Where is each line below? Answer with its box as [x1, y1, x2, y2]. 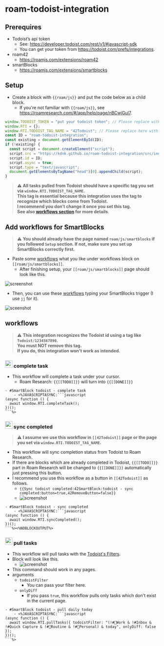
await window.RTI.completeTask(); [9, 401, 80, 406]
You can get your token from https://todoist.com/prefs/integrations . [19, 46, 155, 52]
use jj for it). [12, 296, 39, 301]
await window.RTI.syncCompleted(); [9, 517, 82, 522]
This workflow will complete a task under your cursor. [12, 373, 121, 380]
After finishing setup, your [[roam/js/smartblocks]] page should [19, 266, 150, 272]
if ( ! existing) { [5, 142, 41, 147]
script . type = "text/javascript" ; [9, 165, 80, 170]
